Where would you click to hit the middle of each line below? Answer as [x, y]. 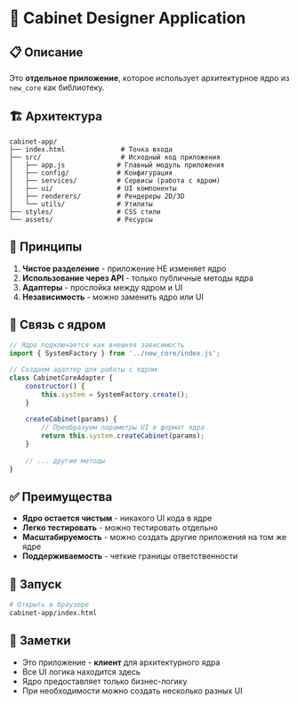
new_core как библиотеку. [57, 87]
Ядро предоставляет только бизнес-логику [105, 681]
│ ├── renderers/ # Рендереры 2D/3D [97, 196]
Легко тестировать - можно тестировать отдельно [120, 528]
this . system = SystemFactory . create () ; [115, 394]
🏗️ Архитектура [56, 116]
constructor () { [56, 386]
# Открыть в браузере [49, 605]
